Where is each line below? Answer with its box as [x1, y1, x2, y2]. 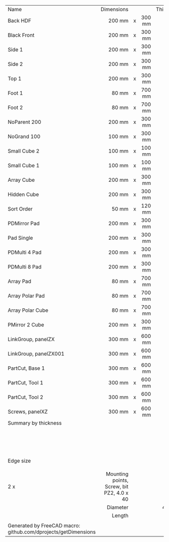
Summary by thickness [8, 420, 62, 426]
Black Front [8, 32, 35, 38]
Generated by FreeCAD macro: [8, 522, 80, 529]
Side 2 [8, 60, 23, 67]
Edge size [8, 457, 31, 464]
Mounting [106, 470, 129, 478]
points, [112, 477, 129, 484]
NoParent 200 [8, 118, 42, 125]
